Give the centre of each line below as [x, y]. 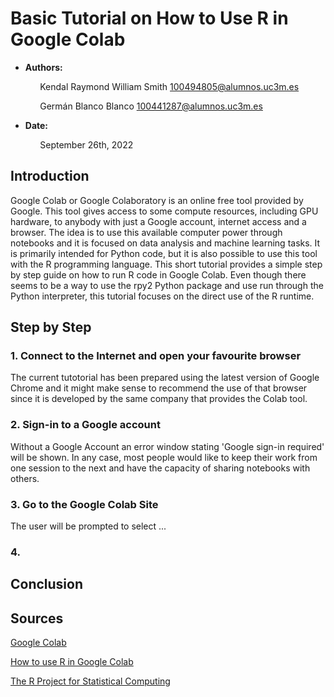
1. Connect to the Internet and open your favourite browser [156, 356]
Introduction [50, 176]
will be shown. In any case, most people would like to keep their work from [164, 457]
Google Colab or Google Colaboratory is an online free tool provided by [157, 200]
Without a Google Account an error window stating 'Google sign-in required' [167, 446]
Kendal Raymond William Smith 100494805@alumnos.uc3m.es [169, 86]
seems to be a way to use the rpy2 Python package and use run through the [167, 285]
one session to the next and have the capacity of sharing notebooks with [160, 468]
